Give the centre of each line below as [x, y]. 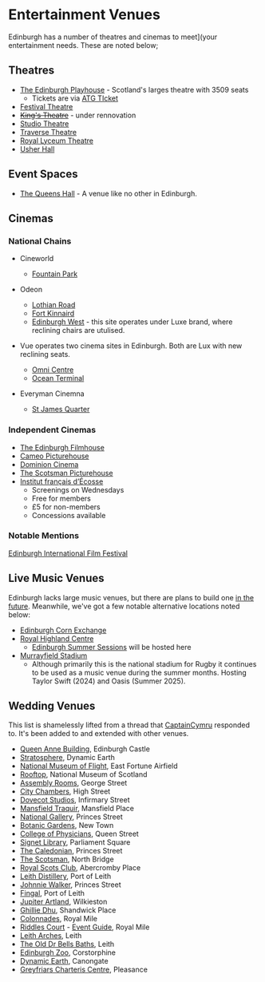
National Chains [40, 241]
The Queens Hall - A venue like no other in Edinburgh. [109, 193]
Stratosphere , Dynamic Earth [67, 758]
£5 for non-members [66, 507]
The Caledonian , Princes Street [71, 851]
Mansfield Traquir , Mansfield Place [77, 809]
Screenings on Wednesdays [78, 489]
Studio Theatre [44, 123]
